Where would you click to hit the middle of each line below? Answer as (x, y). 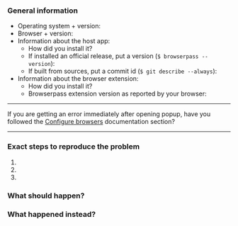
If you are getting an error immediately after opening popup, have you (109, 114)
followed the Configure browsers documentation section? (91, 122)
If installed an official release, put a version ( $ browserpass (113, 56)
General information (42, 11)
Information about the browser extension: (78, 79)
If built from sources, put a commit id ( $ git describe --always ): (123, 71)
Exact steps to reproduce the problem (74, 147)
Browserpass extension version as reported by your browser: (117, 94)
